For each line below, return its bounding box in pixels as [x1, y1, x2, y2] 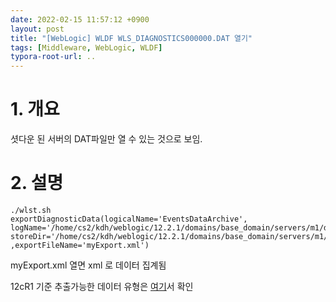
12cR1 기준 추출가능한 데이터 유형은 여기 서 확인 [10, 281, 194, 292]
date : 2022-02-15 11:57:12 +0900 [10, 14, 150, 25]
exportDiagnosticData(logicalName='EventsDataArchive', [10, 214, 248, 224]
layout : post [10, 24, 65, 34]
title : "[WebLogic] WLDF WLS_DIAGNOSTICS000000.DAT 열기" [10, 33, 253, 43]
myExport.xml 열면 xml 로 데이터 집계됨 [10, 259, 167, 271]
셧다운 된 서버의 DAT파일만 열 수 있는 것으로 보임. [10, 133, 203, 145]
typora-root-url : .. [10, 52, 97, 62]
